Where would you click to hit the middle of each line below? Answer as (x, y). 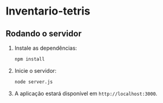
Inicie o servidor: (35, 70)
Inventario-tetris (48, 11)
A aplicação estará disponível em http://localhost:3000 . (86, 93)
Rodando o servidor (44, 34)
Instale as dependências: (45, 48)
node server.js (34, 82)
